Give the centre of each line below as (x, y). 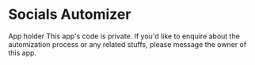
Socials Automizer (70, 14)
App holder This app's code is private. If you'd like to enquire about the (124, 36)
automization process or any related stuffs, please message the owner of (127, 44)
